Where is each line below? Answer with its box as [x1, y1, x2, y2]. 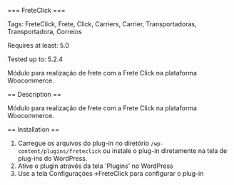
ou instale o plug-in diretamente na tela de [102, 147, 228, 155]
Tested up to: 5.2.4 [7, 55, 63, 63]
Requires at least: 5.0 [7, 41, 70, 49]
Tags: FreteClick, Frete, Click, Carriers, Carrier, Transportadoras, [7, 20, 198, 28]
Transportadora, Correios [7, 28, 82, 36]
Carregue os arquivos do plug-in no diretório [17, 139, 150, 147]
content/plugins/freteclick [17, 148, 101, 155]
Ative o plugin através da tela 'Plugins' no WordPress [17, 162, 173, 170]
